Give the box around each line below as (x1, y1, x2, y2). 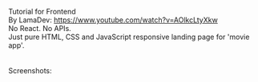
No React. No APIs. (8, 24, 72, 33)
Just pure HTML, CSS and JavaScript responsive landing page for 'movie (8, 32, 250, 41)
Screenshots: (8, 66, 52, 75)
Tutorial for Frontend (8, 7, 76, 16)
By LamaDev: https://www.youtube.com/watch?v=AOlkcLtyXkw (8, 15, 218, 25)
